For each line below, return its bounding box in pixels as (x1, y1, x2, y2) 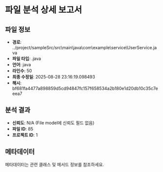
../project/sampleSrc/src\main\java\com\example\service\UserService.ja (12, 45, 157, 50)
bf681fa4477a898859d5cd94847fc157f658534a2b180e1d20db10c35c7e (12, 86, 158, 91)
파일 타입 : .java (12, 56, 41, 61)
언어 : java (12, 62, 31, 67)
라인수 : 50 (12, 68, 32, 74)
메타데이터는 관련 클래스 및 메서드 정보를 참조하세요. (5, 161, 104, 167)
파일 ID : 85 (12, 126, 33, 132)
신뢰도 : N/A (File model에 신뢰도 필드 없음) (12, 120, 95, 126)
